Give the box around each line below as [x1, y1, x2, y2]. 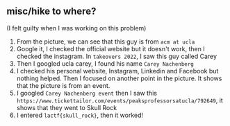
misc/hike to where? [6, 6, 97, 17]
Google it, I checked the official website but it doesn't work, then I [16, 44, 206, 53]
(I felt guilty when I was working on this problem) [6, 24, 147, 32]
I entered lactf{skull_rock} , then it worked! [16, 111, 144, 119]
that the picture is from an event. [16, 81, 110, 89]
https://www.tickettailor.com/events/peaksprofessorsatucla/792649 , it [16, 96, 223, 105]
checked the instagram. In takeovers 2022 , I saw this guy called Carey [16, 52, 217, 60]
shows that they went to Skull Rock [16, 103, 117, 111]
